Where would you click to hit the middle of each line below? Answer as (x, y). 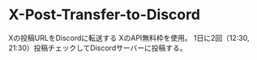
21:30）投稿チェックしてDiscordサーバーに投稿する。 (98, 48)
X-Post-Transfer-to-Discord (105, 15)
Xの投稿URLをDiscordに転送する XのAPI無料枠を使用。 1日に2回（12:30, (129, 38)
